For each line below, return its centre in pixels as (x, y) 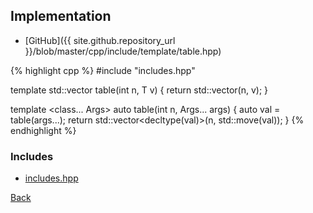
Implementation (61, 16)
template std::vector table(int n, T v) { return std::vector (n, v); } (139, 90)
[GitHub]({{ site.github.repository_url (100, 40)
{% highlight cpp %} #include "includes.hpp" (103, 70)
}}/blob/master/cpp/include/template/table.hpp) (123, 51)
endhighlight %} (43, 130)
